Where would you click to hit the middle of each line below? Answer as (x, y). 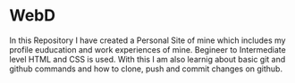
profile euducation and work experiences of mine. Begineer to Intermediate (147, 49)
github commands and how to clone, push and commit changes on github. (146, 69)
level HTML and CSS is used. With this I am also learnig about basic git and (147, 59)
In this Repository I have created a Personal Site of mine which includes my (147, 40)
